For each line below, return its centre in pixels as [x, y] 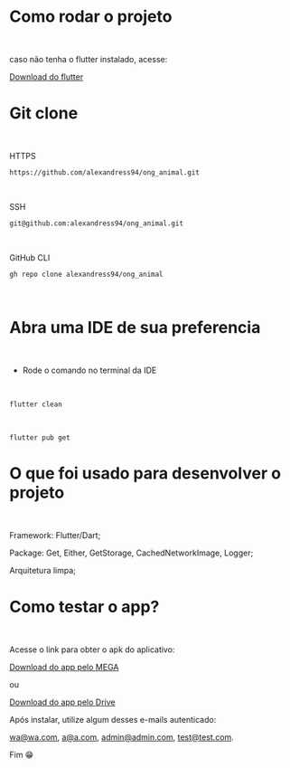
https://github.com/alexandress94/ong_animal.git [105, 172]
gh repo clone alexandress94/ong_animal [87, 274]
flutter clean [36, 404]
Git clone [44, 114]
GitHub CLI [30, 257]
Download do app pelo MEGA [64, 667]
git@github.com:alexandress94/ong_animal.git [96, 223]
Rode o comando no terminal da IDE [89, 370]
